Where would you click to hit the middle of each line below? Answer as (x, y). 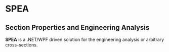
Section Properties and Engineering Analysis (77, 28)
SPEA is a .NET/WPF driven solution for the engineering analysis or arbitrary (85, 39)
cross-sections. (22, 45)
